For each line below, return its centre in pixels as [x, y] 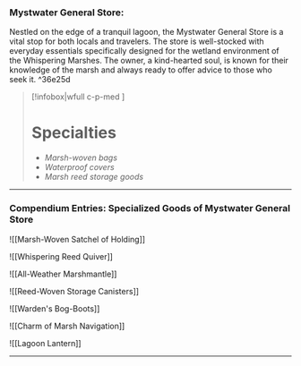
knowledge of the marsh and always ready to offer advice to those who [141, 70]
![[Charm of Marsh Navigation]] [67, 326]
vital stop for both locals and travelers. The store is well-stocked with [137, 41]
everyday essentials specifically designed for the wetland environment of [144, 51]
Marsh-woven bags [81, 157]
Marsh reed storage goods [94, 177]
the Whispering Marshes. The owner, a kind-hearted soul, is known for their [149, 61]
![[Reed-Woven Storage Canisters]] [74, 291]
